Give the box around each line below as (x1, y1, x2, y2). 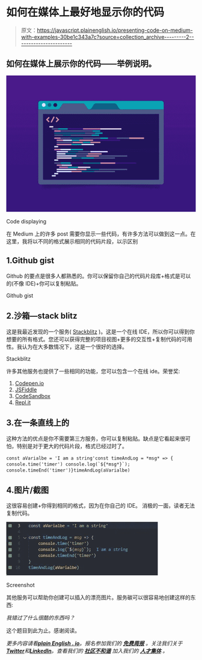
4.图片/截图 (6, 485, 49, 495)
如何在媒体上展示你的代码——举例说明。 (6, 58, 156, 69)
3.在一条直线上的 (6, 418, 70, 428)
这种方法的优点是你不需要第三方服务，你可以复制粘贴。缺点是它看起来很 (6, 435, 185, 442)
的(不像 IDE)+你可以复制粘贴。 (6, 279, 82, 287)
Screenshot (6, 582, 35, 589)
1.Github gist (6, 255, 55, 266)
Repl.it (14, 399, 31, 406)
